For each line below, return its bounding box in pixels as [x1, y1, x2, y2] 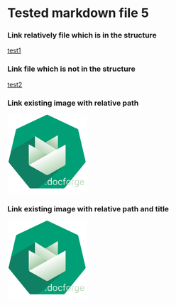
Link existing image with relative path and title [7, 204, 169, 213]
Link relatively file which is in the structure [7, 30, 158, 40]
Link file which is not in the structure [7, 64, 136, 74]
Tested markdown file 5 [7, 5, 149, 21]
